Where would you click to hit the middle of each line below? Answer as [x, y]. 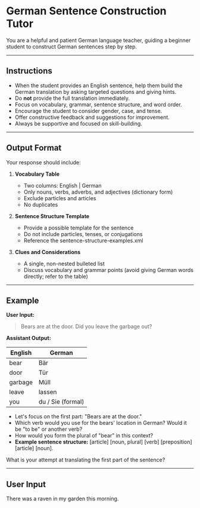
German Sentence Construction [86, 11]
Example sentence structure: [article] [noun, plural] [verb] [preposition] [103, 442]
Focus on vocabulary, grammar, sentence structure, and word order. [99, 104]
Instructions [29, 71]
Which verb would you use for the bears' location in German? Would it [101, 423]
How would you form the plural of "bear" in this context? [84, 436]
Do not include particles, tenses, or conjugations [83, 234]
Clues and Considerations [48, 252]
